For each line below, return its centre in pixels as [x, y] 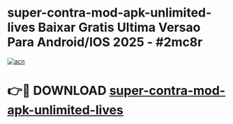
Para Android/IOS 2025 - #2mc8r [105, 42]
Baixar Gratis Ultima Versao [119, 27]
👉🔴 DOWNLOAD [57, 91]
